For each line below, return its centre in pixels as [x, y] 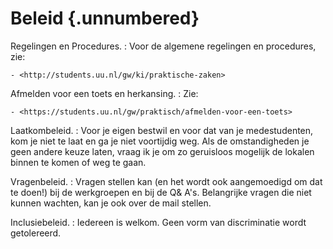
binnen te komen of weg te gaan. [78, 162]
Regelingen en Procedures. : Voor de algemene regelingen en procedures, [163, 46]
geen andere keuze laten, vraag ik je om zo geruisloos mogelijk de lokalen [162, 151]
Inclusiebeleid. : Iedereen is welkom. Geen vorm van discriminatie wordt [158, 222]
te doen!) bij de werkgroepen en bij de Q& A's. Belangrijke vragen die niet [161, 192]
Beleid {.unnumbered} [105, 18]
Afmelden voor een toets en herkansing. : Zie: [104, 93]
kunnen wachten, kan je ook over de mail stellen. [111, 203]
